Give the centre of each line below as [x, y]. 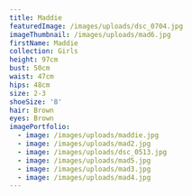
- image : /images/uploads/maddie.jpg [88, 135]
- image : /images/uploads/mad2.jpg [84, 144]
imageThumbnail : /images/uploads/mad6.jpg [90, 34]
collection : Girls [44, 51]
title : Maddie [36, 18]
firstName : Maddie [44, 43]
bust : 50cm [30, 69]
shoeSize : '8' [36, 102]
